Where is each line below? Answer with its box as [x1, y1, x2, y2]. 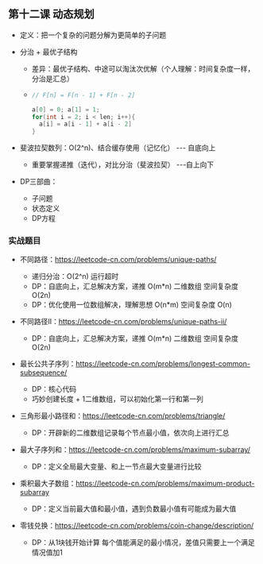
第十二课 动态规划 [8, 7, 95, 21]
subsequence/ [19, 368, 68, 377]
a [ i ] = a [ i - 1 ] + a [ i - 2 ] [38, 120, 133, 129]
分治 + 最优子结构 [19, 47, 78, 56]
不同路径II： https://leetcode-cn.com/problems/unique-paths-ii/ [19, 317, 227, 326]
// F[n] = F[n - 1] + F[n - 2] [31, 91, 136, 99]
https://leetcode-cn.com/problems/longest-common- [75, 359, 250, 369]
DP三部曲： [19, 177, 58, 187]
